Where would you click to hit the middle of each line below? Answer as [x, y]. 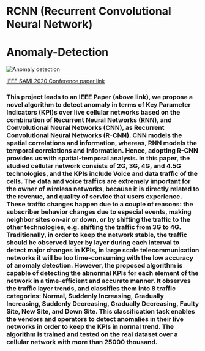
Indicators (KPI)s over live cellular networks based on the [93, 113]
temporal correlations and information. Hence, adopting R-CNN [102, 151]
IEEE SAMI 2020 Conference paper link [56, 81]
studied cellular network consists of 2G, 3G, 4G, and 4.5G [94, 166]
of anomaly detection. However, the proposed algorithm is [95, 266]
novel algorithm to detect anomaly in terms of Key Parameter [99, 105]
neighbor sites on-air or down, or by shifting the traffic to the [99, 220]
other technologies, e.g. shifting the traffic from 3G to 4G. [94, 227]
